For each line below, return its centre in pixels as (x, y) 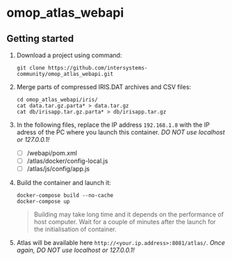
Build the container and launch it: (64, 183)
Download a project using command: (69, 55)
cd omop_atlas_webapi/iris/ (57, 100)
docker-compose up (43, 202)
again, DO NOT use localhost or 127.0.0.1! (75, 250)
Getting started (40, 39)
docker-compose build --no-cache (65, 196)
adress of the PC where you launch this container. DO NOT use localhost (121, 132)
